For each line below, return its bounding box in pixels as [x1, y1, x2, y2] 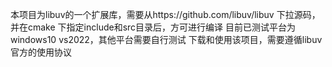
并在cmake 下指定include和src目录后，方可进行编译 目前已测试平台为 [10, 21, 297, 33]
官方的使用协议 [10, 46, 72, 58]
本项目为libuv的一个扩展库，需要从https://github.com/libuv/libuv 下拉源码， [10, 9, 321, 20]
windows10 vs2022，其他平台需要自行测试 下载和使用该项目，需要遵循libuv [10, 34, 323, 45]
